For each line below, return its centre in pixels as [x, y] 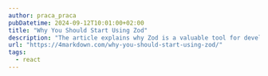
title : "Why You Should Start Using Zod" [78, 30]
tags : [17, 52]
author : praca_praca [43, 15]
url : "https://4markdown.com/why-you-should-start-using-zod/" [116, 45]
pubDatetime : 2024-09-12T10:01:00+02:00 [77, 23]
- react [28, 60]
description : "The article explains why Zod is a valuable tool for [124, 38]
